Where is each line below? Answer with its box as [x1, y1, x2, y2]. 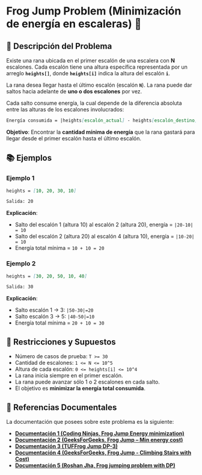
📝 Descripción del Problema [6, 41, 112, 51]
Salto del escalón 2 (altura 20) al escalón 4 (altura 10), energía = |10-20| [14, 233, 195, 240]
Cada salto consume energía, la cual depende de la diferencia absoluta [6, 99, 182, 107]
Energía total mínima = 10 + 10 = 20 [14, 244, 105, 252]
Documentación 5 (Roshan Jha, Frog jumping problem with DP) [14, 462, 176, 469]
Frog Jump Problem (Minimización [6, 4, 182, 18]
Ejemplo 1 [6, 174, 35, 182]
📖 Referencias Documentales [6, 402, 117, 412]
